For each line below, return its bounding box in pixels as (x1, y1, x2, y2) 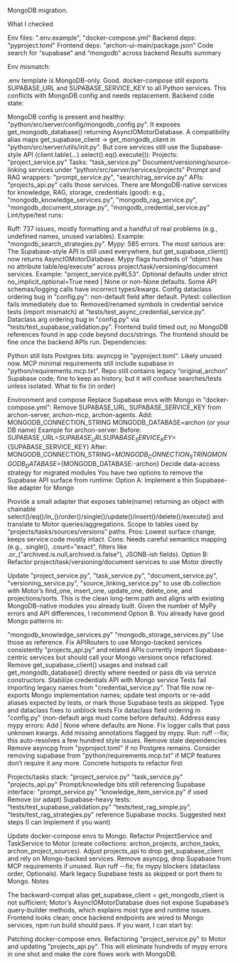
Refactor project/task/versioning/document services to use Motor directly (7, 558, 223, 566)
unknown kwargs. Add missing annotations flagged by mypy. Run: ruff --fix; (7, 728, 229, 738)
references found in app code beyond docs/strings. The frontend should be (7, 330, 229, 338)
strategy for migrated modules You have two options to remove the (7, 468, 204, 477)
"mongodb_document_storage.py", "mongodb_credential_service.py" (7, 203, 210, 212)
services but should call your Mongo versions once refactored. (29, 653, 213, 662)
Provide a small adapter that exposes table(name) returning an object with (7, 497, 225, 506)
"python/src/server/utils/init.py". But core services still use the (7, 143, 190, 151)
